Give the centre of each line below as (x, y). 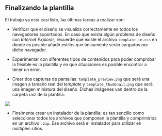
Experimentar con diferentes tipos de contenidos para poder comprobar (84, 59)
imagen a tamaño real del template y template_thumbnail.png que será (82, 84)
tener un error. (26, 69)
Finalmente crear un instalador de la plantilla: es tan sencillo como (78, 113)
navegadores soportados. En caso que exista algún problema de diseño (84, 34)
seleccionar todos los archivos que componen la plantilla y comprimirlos (84, 118)
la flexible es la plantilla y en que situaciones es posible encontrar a (79, 64)
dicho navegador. (29, 50)
